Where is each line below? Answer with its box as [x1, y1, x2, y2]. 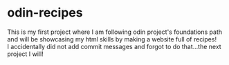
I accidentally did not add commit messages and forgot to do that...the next [7, 42, 221, 50]
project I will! [7, 50, 44, 58]
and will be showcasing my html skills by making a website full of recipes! [7, 35, 217, 43]
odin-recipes [7, 5, 83, 21]
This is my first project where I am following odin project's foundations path [7, 28, 223, 36]
